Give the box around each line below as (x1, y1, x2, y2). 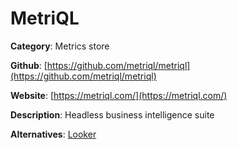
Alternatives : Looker (10, 128, 97, 140)
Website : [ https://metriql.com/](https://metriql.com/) (10, 89, 228, 101)
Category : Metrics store (10, 40, 110, 52)
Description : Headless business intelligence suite (10, 108, 215, 121)
